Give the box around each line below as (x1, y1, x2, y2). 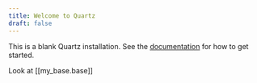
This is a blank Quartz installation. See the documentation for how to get (8, 41, 249, 51)
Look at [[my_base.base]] (8, 65, 93, 75)
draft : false (8, 19, 53, 27)
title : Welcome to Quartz (8, 11, 95, 20)
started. (8, 50, 35, 60)
